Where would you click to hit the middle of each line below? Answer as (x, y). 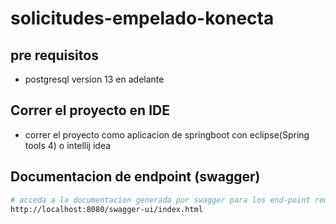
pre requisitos (54, 55)
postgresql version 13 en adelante (94, 79)
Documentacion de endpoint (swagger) (135, 177)
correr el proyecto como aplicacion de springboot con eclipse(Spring (167, 134)
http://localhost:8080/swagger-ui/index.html (106, 209)
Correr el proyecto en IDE (90, 110)
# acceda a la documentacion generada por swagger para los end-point (160, 200)
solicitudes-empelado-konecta (142, 18)
